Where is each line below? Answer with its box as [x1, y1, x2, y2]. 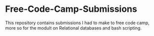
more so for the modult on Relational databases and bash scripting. [5, 25, 142, 31]
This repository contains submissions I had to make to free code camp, [5, 20, 150, 26]
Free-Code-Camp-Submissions [5, 3, 137, 15]
